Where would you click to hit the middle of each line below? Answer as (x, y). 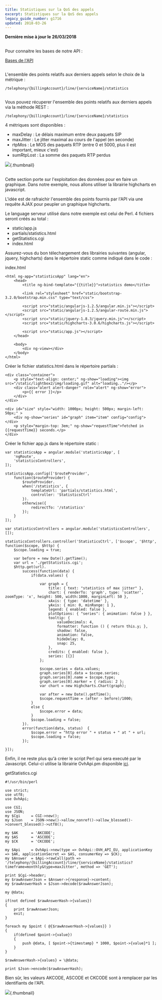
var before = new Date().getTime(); (51, 558)
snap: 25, (67, 643)
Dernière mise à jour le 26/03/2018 (41, 37)
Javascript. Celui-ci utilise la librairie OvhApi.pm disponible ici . (67, 763)
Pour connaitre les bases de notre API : (44, 51)
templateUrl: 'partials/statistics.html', (74, 491)
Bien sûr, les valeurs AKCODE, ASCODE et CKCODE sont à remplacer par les (81, 978)
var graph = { (54, 584)
